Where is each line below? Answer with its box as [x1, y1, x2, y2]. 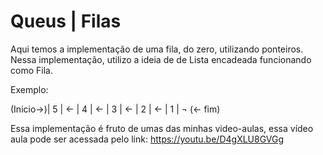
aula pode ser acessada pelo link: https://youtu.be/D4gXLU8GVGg [10, 133, 285, 145]
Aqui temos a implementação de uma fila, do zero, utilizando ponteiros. [10, 43, 304, 55]
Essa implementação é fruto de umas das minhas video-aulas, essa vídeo [10, 122, 314, 134]
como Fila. [10, 64, 53, 76]
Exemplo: [10, 83, 49, 95]
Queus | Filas [10, 10, 122, 33]
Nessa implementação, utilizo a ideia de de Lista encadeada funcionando [10, 53, 312, 65]
